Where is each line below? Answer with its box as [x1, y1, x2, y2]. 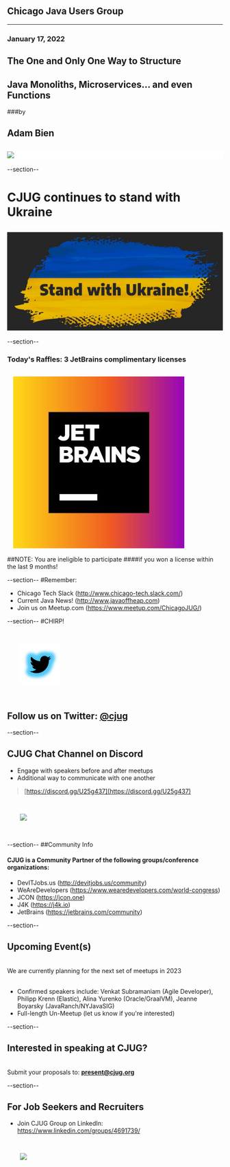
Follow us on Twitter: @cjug [7, 710, 129, 722]
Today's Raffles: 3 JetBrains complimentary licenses [7, 354, 187, 364]
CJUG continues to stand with [7, 189, 181, 205]
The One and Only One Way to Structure [7, 55, 181, 67]
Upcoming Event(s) [7, 941, 91, 953]
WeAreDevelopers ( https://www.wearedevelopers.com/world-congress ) [16, 886, 220, 894]
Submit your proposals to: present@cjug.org [7, 1068, 135, 1076]
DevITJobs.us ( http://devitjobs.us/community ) [16, 879, 147, 887]
